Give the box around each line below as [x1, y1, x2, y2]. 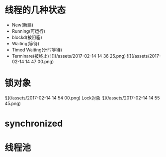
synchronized [4, 118, 63, 129]
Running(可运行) [11, 28, 46, 34]
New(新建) [11, 22, 33, 28]
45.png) [4, 100, 21, 106]
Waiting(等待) [11, 40, 40, 46]
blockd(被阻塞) [11, 34, 43, 40]
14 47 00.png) [25, 58, 54, 65]
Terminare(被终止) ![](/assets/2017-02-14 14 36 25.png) [11, 53, 126, 59]
